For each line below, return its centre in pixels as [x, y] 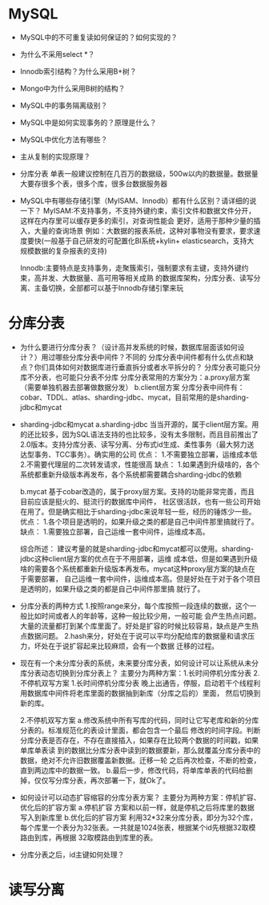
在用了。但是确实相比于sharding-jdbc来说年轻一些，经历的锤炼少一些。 [138, 511]
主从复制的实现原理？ [55, 156]
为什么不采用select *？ [57, 54]
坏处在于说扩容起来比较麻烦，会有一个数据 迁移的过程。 [126, 646]
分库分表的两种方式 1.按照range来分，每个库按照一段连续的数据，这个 [134, 606]
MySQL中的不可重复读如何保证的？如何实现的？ [98, 37]
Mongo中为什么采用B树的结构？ [72, 88]
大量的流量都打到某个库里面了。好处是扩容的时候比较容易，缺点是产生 [136, 626]
